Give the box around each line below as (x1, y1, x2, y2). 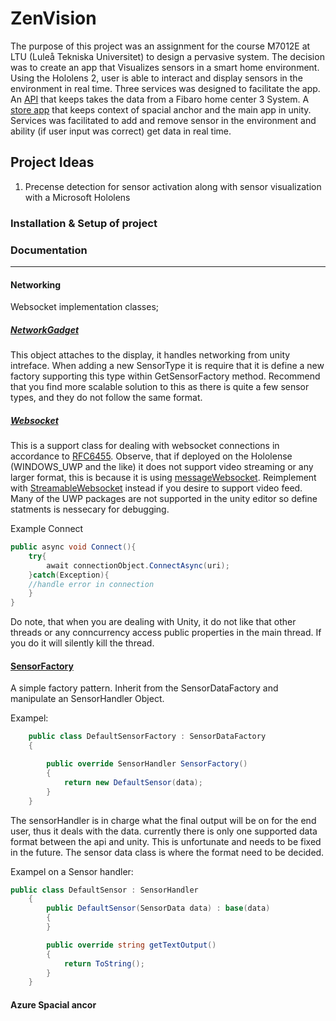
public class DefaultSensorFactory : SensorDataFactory (28, 732, 267, 742)
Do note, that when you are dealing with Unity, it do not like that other (10, 616, 297, 628)
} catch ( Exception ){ (28, 570, 110, 580)
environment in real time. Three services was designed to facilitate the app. (10, 82, 321, 94)
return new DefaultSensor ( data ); (63, 777, 203, 787)
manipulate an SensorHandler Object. (10, 693, 165, 705)
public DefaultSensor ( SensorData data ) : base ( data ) (46, 903, 271, 914)
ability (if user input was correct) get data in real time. (10, 125, 232, 137)
